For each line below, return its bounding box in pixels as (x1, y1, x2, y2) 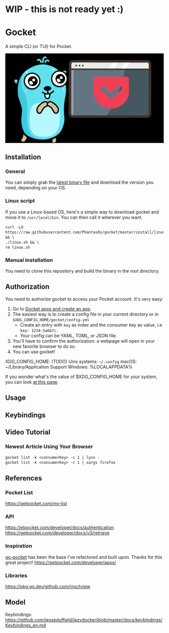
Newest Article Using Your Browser (5, 443, 94, 450)
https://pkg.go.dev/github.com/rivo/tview (5, 583, 91, 589)
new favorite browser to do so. (12, 343, 76, 349)
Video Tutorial (5, 428, 51, 437)
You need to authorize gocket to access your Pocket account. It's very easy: (5, 296, 163, 302)
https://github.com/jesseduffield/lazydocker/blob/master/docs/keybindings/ (5, 617, 162, 623)
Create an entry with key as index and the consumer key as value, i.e (20, 322, 162, 328)
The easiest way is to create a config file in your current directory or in (12, 311, 159, 317)
